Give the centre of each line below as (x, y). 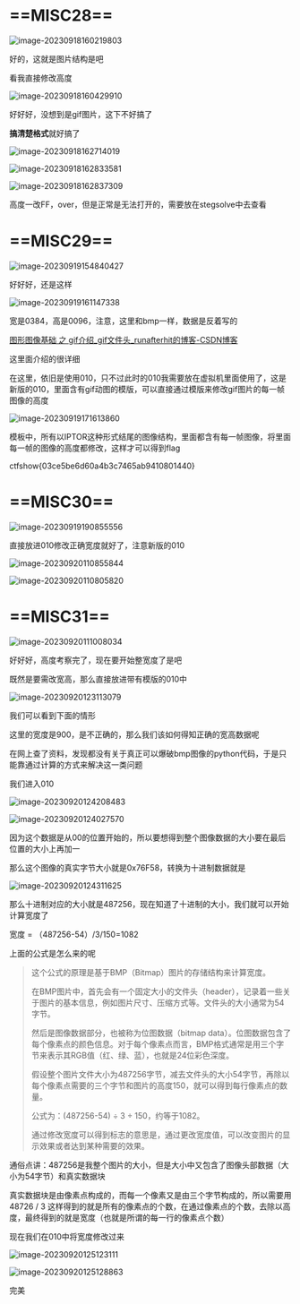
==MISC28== (61, 16)
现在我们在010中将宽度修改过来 (67, 1236)
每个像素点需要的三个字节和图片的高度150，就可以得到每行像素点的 (155, 1085)
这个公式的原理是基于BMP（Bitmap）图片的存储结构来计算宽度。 (151, 972)
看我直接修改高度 (41, 78)
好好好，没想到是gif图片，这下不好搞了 (81, 114)
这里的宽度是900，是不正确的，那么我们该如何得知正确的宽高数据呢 (134, 734)
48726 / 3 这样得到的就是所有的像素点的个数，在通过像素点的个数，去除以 (146, 1206)
